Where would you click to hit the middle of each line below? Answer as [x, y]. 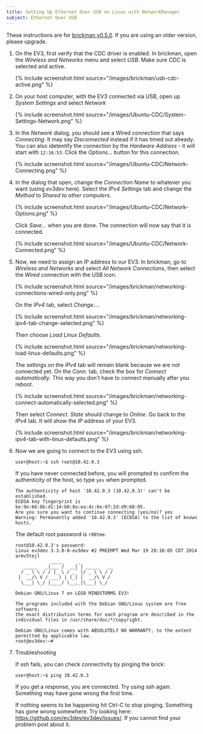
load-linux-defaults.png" [46, 353]
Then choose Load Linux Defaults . [58, 335]
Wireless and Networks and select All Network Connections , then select [105, 268]
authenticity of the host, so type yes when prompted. [81, 480]
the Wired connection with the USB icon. [66, 274]
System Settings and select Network [61, 103]
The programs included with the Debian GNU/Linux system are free [101, 604]
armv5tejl [28, 556]
